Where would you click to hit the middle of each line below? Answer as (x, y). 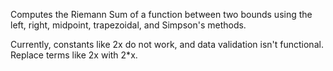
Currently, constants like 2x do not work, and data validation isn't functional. (167, 44)
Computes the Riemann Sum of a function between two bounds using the (161, 14)
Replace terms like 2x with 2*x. (74, 55)
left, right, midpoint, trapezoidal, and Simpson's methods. (128, 25)
